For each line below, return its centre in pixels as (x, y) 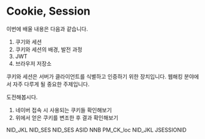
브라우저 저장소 (33, 63)
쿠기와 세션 (28, 41)
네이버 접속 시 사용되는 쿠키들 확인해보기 (63, 110)
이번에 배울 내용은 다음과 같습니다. (47, 29)
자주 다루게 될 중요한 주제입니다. (51, 84)
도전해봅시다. (22, 97)
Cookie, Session (48, 11)
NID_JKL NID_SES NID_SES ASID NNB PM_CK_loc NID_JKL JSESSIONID (96, 130)
